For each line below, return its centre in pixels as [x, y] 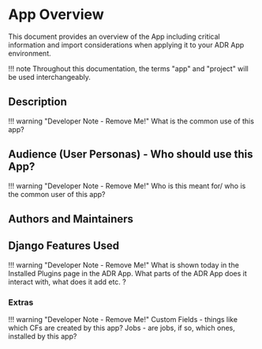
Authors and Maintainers [71, 219]
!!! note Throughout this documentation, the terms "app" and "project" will [128, 68]
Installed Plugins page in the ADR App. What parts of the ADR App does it [127, 273]
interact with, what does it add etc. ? [67, 282]
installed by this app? [43, 336]
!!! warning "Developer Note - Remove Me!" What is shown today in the [124, 265]
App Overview [56, 15]
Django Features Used [64, 246]
